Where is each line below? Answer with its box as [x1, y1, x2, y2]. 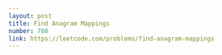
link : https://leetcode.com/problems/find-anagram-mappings [8, 34, 216, 43]
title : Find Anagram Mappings [8, 19, 111, 27]
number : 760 [8, 27, 48, 35]
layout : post [8, 11, 52, 20]
